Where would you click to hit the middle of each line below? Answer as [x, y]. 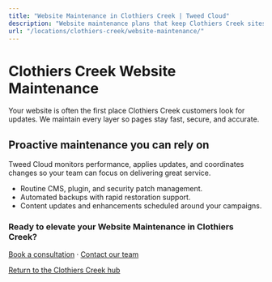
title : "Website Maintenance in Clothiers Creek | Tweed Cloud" [119, 16]
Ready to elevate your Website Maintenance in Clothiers [121, 227]
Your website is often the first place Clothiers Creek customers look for [127, 111]
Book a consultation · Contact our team [74, 254]
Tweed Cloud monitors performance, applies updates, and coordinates [126, 164]
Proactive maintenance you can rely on [109, 145]
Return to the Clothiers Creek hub [64, 270]
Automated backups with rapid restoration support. [105, 197]
